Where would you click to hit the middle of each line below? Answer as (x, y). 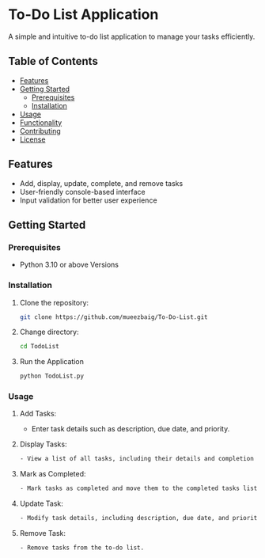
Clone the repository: (54, 302)
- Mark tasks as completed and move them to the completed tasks (129, 488)
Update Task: (41, 503)
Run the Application (52, 362)
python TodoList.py (52, 376)
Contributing (40, 131)
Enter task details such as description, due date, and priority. (131, 429)
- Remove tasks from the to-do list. (82, 548)
